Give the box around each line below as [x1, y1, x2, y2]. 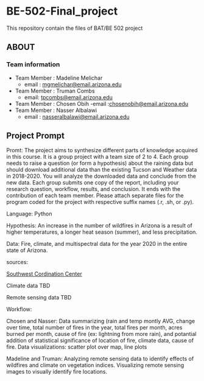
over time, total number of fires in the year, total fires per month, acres [6, 324, 183, 331]
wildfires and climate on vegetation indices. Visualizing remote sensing [6, 362, 185, 369]
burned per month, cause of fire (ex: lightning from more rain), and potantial [6, 330, 197, 338]
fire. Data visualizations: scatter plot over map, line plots [6, 343, 147, 351]
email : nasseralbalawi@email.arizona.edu [24, 113, 130, 120]
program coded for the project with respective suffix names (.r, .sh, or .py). [6, 198, 194, 206]
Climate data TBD [6, 282, 51, 290]
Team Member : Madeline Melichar [15, 74, 103, 82]
